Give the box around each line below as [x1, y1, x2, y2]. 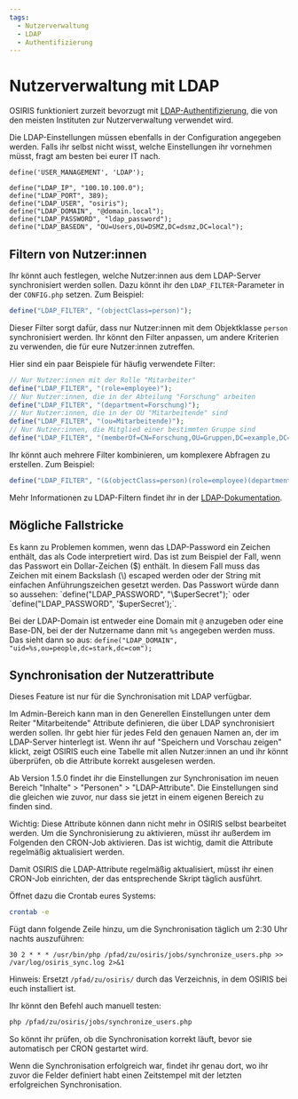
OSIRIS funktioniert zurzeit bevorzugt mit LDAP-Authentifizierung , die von [9, 106, 278, 116]
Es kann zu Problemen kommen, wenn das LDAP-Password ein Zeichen [9, 541, 271, 552]
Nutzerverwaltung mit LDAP [9, 76, 220, 96]
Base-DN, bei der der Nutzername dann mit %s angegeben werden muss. [9, 625, 276, 635]
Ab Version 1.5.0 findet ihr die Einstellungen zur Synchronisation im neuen [9, 773, 279, 784]
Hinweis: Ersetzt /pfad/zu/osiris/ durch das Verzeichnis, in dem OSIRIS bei [9, 974, 288, 984]
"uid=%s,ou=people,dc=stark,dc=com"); [9, 643, 153, 653]
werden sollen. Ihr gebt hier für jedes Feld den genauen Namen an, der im [9, 728, 279, 738]
